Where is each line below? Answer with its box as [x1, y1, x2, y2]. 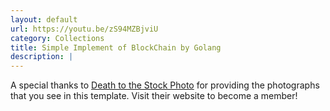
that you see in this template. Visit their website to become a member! [10, 90, 298, 102]
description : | [10, 52, 74, 62]
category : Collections [10, 33, 105, 43]
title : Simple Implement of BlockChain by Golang [10, 42, 222, 53]
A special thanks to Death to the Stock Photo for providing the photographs [10, 79, 320, 91]
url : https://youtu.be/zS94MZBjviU [10, 24, 159, 34]
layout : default [10, 14, 78, 25]
